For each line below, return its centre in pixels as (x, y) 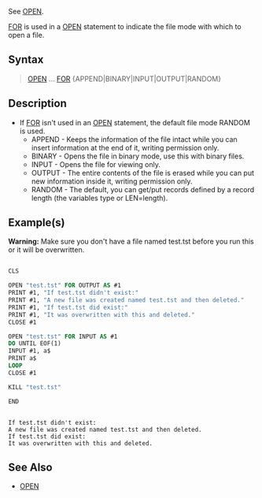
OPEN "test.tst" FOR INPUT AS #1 (63, 336)
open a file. (26, 35)
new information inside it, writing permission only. (112, 181)
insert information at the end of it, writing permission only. (125, 147)
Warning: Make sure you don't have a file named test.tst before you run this (131, 242)
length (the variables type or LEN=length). (100, 198)
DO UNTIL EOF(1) (35, 344)
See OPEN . (26, 11)
